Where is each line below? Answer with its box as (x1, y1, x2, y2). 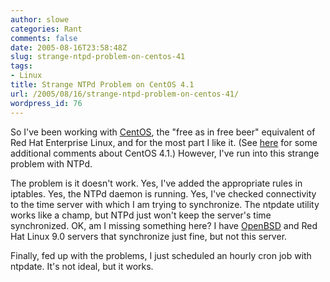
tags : (10, 61, 33, 71)
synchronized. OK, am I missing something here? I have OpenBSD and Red (10, 219, 318, 231)
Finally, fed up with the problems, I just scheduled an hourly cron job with (10, 249, 312, 261)
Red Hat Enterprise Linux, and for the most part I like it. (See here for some (10, 136, 318, 148)
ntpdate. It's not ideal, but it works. (10, 260, 154, 272)
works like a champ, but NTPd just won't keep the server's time (10, 209, 272, 221)
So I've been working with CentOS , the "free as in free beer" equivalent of (10, 126, 316, 138)
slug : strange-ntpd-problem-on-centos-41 (10, 52, 186, 62)
